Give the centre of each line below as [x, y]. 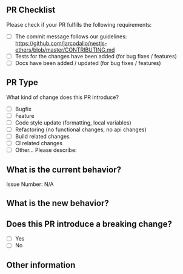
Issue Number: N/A [30, 184]
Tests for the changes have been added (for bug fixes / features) [96, 56]
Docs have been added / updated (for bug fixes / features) [88, 63]
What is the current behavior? [64, 170]
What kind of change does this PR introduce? [63, 97]
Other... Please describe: [46, 150]
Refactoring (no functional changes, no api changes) [81, 129]
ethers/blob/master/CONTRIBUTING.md [65, 50]
